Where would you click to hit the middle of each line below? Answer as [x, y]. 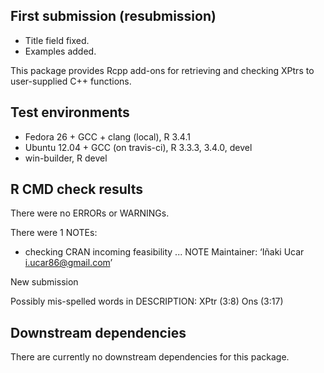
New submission [44, 282]
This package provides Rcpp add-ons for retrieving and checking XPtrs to [162, 70]
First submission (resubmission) [113, 16]
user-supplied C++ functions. [71, 81]
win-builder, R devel [66, 158]
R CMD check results [77, 189]
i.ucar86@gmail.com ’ [68, 263]
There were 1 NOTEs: [54, 233]
